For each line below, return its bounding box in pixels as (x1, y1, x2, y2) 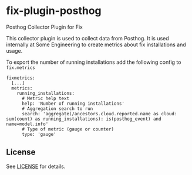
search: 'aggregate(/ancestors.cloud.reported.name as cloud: (21, 111, 177, 116)
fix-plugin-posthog (6, 4, 102, 18)
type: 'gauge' (21, 131, 57, 137)
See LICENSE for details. (6, 163, 66, 170)
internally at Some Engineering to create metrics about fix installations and (6, 41, 186, 48)
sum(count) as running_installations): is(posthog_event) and (6, 116, 161, 122)
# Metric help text (21, 95, 69, 101)
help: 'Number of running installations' (21, 101, 125, 107)
